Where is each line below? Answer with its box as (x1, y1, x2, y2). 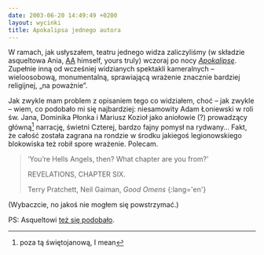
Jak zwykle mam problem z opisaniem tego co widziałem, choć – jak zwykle (8, 96, 255, 106)
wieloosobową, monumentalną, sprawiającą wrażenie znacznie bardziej (8, 72, 240, 82)
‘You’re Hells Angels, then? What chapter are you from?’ (27, 155, 209, 164)
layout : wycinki (8, 19, 61, 27)
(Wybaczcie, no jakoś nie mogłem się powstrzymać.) (8, 200, 179, 209)
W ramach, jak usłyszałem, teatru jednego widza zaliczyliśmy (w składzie (8, 48, 245, 57)
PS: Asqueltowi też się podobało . (8, 215, 115, 224)
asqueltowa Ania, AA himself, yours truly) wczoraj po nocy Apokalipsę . (8, 56, 237, 65)
